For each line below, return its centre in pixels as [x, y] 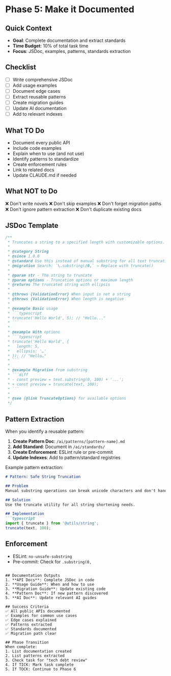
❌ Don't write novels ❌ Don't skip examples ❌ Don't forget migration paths [83, 203]
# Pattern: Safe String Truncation [43, 477]
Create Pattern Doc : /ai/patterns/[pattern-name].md [69, 441]
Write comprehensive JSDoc [42, 80]
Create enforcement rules [40, 165]
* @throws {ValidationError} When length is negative [66, 299]
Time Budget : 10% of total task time [50, 46]
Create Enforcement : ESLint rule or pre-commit [63, 452]
